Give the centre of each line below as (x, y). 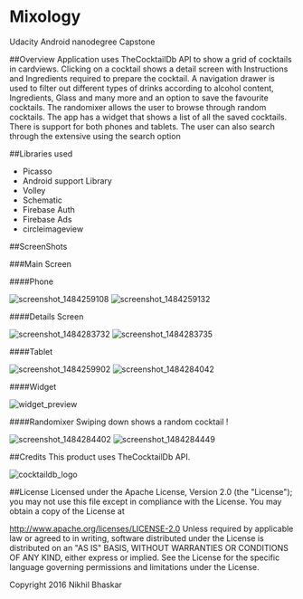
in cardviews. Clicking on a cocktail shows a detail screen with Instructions (149, 69)
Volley (34, 190)
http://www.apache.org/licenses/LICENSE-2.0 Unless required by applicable (151, 528)
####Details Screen (47, 316)
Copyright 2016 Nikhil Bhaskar (66, 585)
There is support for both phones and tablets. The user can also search (142, 126)
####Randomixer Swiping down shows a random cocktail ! (119, 422)
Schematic (43, 200)
